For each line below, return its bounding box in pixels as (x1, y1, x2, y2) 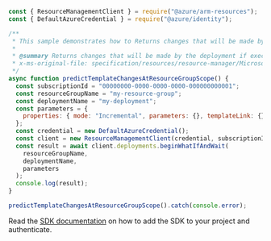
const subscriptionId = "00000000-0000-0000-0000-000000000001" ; (15, 81, 240, 90)
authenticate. (8, 224, 52, 234)
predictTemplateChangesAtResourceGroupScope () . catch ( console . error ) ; (8, 202, 248, 210)
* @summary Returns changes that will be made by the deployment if (11, 52, 248, 60)
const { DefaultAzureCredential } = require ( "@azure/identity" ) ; (8, 15, 232, 23)
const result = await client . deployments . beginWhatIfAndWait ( (15, 142, 229, 150)
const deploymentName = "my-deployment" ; (15, 97, 157, 105)
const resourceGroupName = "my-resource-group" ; (15, 89, 182, 98)
